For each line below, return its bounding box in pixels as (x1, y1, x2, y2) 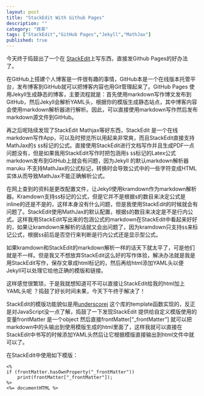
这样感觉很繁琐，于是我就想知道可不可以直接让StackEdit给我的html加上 (6, 280, 185, 287)
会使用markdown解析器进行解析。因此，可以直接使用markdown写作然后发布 (6, 106, 198, 113)
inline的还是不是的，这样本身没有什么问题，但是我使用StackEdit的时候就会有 (6, 201, 199, 207)
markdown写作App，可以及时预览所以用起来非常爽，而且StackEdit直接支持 (6, 134, 195, 141)
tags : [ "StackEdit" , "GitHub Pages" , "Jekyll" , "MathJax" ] (6, 32, 151, 38)
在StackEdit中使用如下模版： (6, 351, 79, 359)
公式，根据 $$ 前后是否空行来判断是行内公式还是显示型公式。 (11, 231, 161, 238)
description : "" (6, 20, 47, 26)
